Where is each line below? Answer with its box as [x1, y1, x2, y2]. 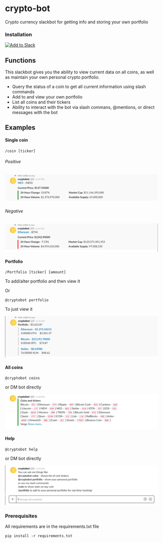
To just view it [5, 306, 33, 312]
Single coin [5, 137, 28, 143]
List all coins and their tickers [12, 99, 71, 105]
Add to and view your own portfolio [12, 94, 82, 100]
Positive [5, 159, 21, 165]
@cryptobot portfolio [5, 298, 49, 303]
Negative [5, 208, 23, 214]
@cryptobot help [5, 447, 38, 452]
